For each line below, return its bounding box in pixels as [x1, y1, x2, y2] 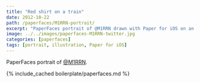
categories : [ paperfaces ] [6, 36, 71, 42]
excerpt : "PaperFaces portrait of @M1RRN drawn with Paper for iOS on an [6, 25, 195, 32]
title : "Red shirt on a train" [6, 8, 84, 15]
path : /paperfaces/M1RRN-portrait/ [6, 20, 95, 26]
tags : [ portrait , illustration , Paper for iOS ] [6, 42, 128, 48]
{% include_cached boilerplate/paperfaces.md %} [6, 70, 130, 77]
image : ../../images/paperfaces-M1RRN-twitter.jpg [6, 31, 135, 37]
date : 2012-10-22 [6, 14, 50, 20]
